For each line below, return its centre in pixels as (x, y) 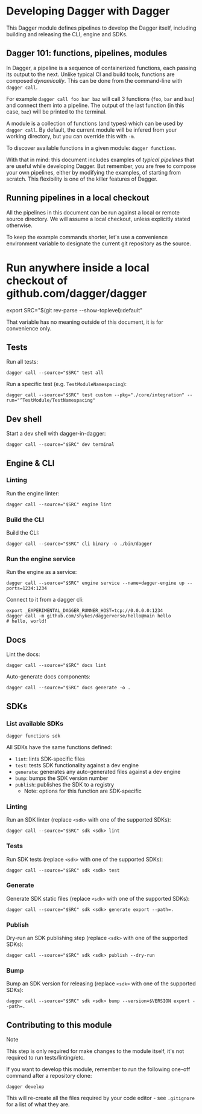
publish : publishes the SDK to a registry (65, 784)
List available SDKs (35, 723)
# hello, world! (27, 621)
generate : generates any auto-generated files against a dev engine (98, 771)
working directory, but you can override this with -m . (71, 136)
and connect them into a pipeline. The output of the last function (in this (95, 105)
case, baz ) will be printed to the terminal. (57, 111)
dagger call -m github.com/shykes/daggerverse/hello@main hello (89, 616)
